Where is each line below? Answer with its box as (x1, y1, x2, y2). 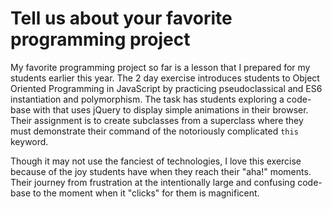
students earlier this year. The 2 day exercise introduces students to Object (10, 72, 320, 84)
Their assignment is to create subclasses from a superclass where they (10, 114, 304, 126)
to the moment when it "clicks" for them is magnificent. (33, 187, 260, 199)
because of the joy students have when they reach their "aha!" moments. (10, 165, 312, 177)
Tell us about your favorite (10, 7, 233, 30)
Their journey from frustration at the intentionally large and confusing (10, 176, 296, 188)
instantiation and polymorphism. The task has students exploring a (10, 93, 285, 105)
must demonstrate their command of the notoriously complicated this (10, 125, 299, 137)
